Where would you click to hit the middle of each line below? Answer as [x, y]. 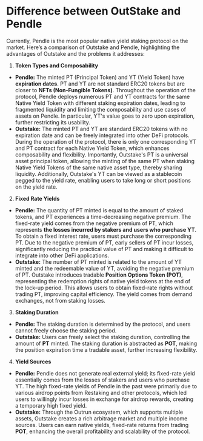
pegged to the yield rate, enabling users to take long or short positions [103, 180]
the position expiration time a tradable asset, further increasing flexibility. [106, 349]
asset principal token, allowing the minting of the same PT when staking [105, 161]
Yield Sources [33, 362]
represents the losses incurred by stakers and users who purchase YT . [106, 229]
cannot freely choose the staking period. [66, 330]
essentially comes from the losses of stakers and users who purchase [102, 380]
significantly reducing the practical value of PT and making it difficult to [104, 249]
